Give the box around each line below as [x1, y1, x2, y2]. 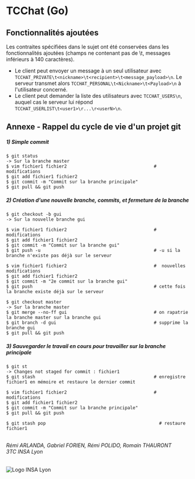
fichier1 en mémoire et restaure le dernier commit [6, 379, 135, 385]
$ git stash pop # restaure [6, 421, 186, 426]
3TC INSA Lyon [6, 448, 43, 455]
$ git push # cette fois [6, 284, 186, 290]
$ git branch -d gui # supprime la [6, 320, 189, 326]
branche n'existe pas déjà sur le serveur [6, 252, 112, 259]
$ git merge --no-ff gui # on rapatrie [6, 310, 189, 316]
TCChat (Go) [6, 4, 69, 18]
